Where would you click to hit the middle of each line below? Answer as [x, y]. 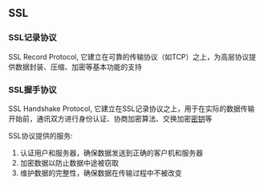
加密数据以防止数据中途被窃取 [69, 162]
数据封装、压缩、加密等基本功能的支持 [78, 67]
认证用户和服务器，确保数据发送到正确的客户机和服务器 [111, 153]
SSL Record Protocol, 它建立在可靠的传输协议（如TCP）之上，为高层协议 [129, 56]
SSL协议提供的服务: [41, 135]
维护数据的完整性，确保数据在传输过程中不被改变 [101, 173]
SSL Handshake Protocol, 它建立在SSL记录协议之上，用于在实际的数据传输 [132, 109]
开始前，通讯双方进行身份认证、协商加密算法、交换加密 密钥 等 [110, 118]
